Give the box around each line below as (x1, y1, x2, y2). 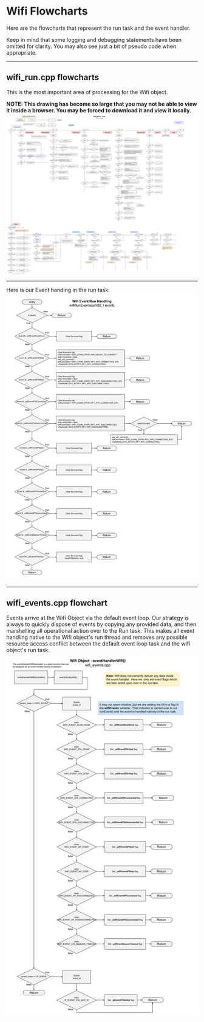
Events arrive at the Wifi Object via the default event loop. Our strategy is (6, 614, 189, 621)
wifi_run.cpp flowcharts (6, 72, 100, 83)
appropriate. (6, 49, 38, 56)
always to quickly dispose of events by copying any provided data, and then (6, 621, 197, 628)
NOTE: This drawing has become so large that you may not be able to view (6, 100, 197, 107)
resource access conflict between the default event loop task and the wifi (6, 639, 191, 647)
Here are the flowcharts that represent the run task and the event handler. (6, 24, 191, 32)
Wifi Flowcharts (6, 4, 88, 18)
